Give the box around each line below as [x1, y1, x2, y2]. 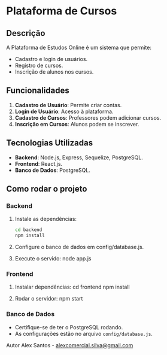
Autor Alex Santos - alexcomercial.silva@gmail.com [6, 341, 133, 348]
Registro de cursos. [14, 62, 63, 69]
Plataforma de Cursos [6, 4, 117, 18]
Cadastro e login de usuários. [14, 56, 88, 62]
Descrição [6, 28, 45, 38]
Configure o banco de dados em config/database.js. [14, 244, 144, 251]
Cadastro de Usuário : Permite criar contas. [14, 101, 122, 108]
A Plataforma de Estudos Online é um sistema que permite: [6, 44, 151, 51]
